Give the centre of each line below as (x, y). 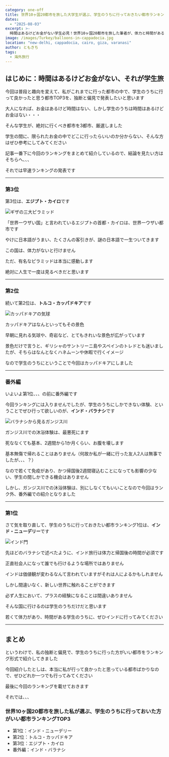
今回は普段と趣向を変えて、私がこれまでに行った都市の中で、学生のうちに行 (84, 92)
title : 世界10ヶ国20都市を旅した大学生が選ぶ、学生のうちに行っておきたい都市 (77, 15)
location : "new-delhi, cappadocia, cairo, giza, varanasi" (68, 43)
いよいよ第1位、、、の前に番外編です (41, 394)
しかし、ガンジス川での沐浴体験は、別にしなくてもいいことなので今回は (80, 488)
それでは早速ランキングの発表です (40, 170)
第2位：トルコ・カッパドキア (43, 737)
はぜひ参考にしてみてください (36, 143)
